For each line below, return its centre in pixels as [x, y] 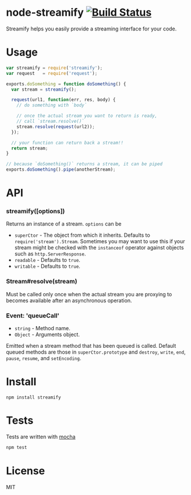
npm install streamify [33, 397]
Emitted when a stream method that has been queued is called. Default [91, 346]
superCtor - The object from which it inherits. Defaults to [82, 235]
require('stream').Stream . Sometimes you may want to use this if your [100, 241]
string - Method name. [43, 328]
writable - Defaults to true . [47, 266]
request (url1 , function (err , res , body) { [63, 100]
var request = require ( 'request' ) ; [52, 73]
